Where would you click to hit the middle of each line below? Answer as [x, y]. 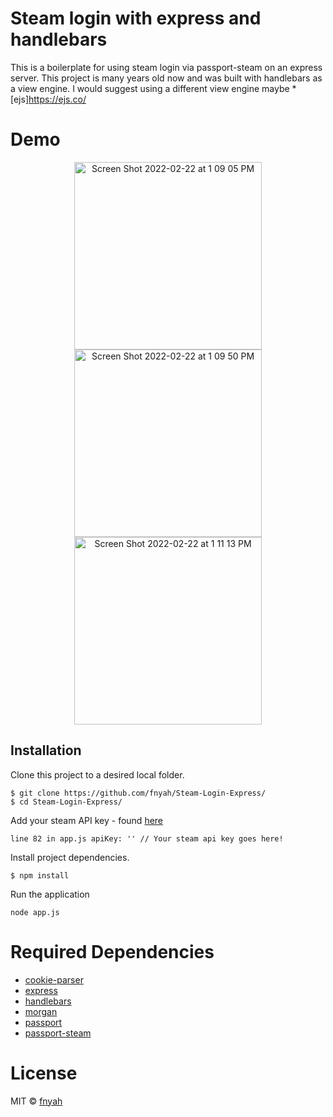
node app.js [35, 912]
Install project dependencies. [70, 857]
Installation [46, 750]
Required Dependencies [112, 951]
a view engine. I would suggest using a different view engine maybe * [153, 88]
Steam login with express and [136, 18]
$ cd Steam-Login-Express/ [66, 802]
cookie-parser [54, 979]
